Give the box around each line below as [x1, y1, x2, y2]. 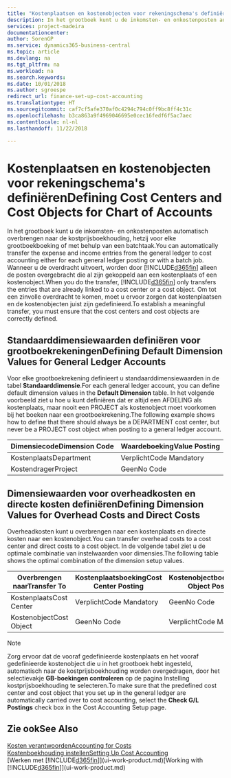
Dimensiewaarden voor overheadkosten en [7, 488, 196, 499]
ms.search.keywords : [7, 73, 67, 81]
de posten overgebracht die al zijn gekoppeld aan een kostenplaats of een [7, 271, 217, 279]
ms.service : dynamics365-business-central [7, 42, 131, 49]
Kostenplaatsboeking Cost [74, 573, 163, 582]
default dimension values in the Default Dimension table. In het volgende [7, 389, 214, 397]
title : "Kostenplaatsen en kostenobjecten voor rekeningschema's [7, 10, 198, 17]
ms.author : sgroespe [7, 87, 67, 93]
